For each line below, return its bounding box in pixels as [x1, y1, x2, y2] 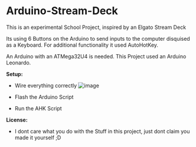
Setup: [6, 70, 23, 77]
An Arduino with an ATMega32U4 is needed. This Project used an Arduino [6, 53, 187, 60]
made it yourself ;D [14, 134, 61, 141]
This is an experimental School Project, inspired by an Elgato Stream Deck [6, 24, 187, 31]
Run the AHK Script [14, 104, 62, 112]
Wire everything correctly [14, 81, 77, 89]
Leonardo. [6, 59, 31, 66]
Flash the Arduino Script [14, 93, 74, 100]
